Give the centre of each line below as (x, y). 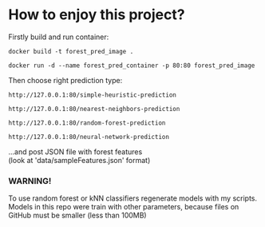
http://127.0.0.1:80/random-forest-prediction (87, 123)
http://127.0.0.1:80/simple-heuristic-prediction (93, 95)
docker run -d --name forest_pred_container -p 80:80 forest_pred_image (132, 66)
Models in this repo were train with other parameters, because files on (124, 207)
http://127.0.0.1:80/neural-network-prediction (89, 137)
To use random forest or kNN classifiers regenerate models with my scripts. (133, 198)
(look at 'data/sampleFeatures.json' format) (79, 160)
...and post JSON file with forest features (75, 151)
